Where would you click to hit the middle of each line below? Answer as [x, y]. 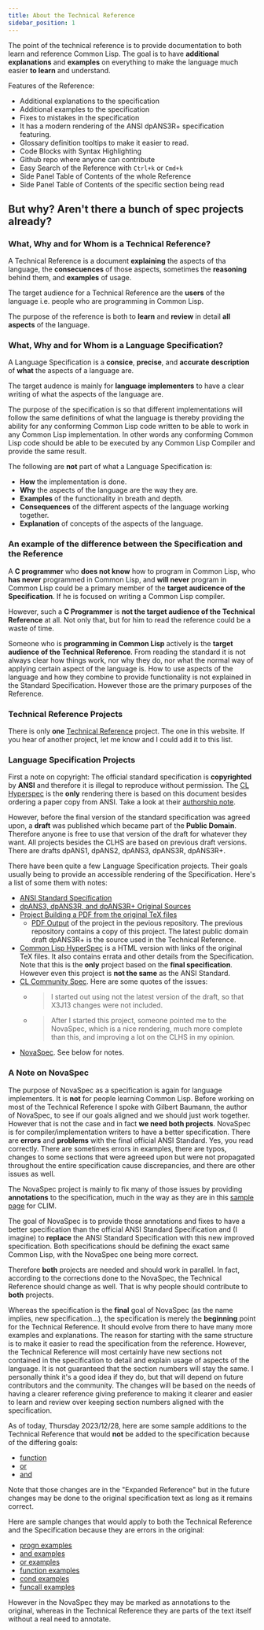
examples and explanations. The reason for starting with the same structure [131, 1335]
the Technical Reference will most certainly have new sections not [115, 1351]
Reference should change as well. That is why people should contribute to [128, 1286]
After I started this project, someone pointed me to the [139, 1021]
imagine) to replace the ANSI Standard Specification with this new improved [131, 1237]
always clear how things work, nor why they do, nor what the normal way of [131, 660]
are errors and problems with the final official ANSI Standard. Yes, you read [131, 1140]
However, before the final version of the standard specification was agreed [129, 817]
